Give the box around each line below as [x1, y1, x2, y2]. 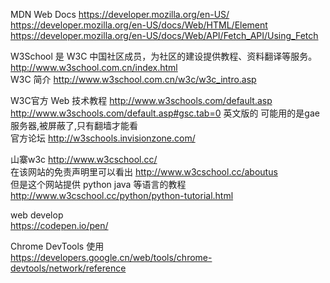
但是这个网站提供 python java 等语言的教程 [10, 179, 187, 190]
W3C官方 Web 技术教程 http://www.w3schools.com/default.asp [10, 95, 273, 106]
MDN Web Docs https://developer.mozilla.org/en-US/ [10, 9, 230, 20]
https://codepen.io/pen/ [10, 220, 109, 231]
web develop [10, 209, 64, 221]
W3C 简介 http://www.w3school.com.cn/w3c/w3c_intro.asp [10, 74, 257, 85]
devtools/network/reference [10, 262, 127, 274]
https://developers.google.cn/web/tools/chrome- [10, 252, 213, 263]
